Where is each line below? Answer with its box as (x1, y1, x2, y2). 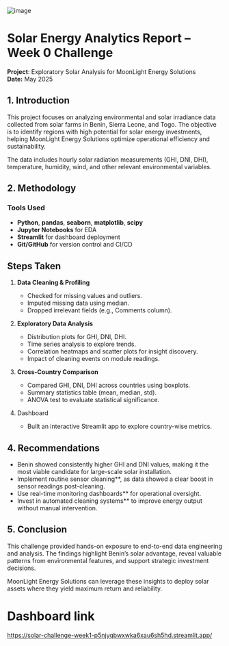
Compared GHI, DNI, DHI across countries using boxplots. (27, 381, 191, 390)
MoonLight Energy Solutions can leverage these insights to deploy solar (7, 577, 210, 585)
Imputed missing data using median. (27, 299, 130, 308)
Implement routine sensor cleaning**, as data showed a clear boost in (16, 475, 213, 483)
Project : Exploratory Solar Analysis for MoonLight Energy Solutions (7, 67, 196, 75)
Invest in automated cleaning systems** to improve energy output (16, 497, 203, 505)
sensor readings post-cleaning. (16, 482, 106, 490)
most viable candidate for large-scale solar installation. (16, 468, 172, 476)
